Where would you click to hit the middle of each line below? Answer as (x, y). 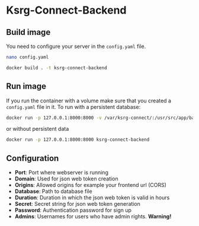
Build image (28, 32)
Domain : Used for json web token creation (66, 179)
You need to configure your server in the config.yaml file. (76, 46)
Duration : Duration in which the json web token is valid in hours (92, 198)
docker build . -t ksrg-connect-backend (57, 68)
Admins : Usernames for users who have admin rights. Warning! (93, 217)
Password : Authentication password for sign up (73, 210)
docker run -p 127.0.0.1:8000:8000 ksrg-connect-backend (78, 140)
